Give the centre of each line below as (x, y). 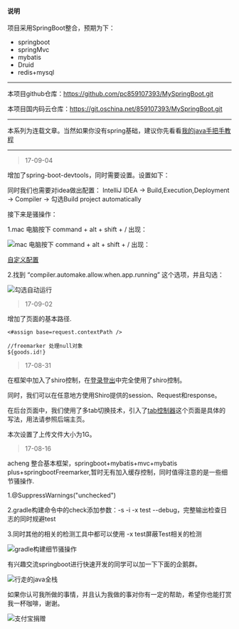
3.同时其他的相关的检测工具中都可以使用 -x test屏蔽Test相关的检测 (105, 534)
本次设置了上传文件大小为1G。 (52, 435)
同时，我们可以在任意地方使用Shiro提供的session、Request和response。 (114, 396)
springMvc (33, 50)
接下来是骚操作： (32, 214)
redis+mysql (36, 73)
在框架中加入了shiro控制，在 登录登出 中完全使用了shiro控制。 (97, 380)
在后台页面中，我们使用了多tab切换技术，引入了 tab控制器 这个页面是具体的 (117, 411)
